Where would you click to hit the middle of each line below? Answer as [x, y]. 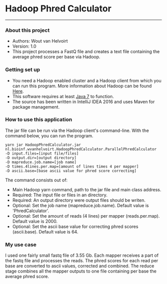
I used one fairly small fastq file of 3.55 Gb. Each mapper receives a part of [82, 255]
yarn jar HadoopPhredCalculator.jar [43, 145]
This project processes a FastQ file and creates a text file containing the [86, 52]
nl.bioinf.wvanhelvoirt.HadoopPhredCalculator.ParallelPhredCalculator [81, 149]
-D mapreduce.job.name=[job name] [41, 162]
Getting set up [23, 70]
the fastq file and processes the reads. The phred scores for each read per [82, 261]
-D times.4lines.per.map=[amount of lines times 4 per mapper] [72, 167]
